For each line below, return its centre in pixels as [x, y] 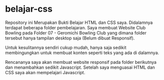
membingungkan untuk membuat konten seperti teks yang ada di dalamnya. [82, 53]
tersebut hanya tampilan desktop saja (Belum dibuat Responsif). [70, 38]
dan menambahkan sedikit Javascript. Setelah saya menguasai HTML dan [80, 67]
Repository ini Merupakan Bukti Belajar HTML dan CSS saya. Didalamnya [79, 22]
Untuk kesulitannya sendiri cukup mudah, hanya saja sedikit [66, 47]
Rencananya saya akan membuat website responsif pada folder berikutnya [81, 62]
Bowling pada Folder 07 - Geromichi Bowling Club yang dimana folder [76, 33]
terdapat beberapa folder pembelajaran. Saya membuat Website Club [76, 27]
